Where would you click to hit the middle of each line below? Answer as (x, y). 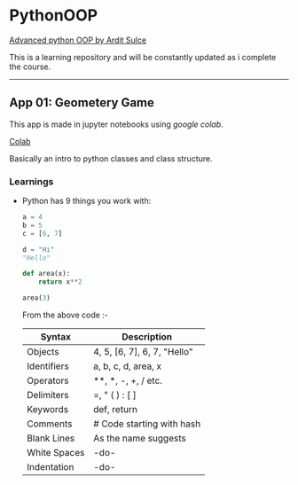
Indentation (50, 467)
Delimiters (47, 395)
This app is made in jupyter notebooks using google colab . (116, 124)
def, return (115, 410)
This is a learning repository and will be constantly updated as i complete (143, 57)
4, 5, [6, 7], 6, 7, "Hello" (143, 352)
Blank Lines (51, 438)
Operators (47, 380)
